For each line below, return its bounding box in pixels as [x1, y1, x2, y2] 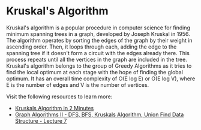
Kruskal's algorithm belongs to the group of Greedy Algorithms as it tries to [6, 62, 192, 69]
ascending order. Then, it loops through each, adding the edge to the [6, 43, 177, 50]
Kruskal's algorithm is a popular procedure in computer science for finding [6, 24, 191, 31]
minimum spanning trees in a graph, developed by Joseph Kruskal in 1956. [6, 30, 190, 37]
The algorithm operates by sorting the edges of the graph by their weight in [6, 37, 193, 44]
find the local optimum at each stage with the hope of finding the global [6, 68, 183, 75]
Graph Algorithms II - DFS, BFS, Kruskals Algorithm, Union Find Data [14, 111, 184, 118]
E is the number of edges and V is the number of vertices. [6, 81, 149, 88]
